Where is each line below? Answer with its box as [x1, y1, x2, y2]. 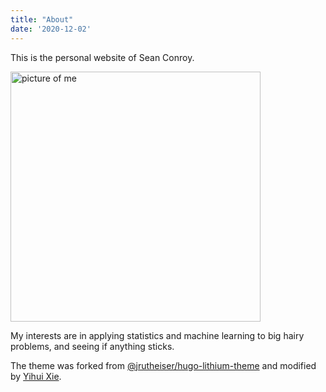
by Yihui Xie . [10, 370, 62, 382]
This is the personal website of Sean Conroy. [10, 51, 195, 63]
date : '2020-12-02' [10, 24, 92, 34]
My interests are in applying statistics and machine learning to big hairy [10, 329, 305, 341]
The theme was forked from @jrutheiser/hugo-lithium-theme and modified [10, 359, 317, 371]
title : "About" [10, 14, 74, 25]
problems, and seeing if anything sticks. [10, 340, 175, 352]
